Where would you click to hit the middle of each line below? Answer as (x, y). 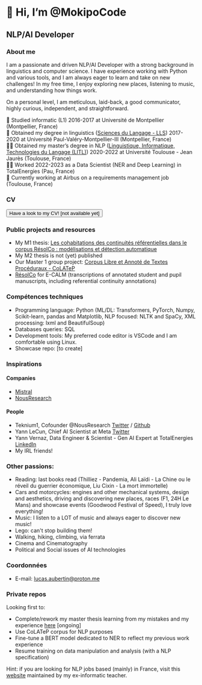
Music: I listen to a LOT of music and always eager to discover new (98, 518)
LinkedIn (26, 444)
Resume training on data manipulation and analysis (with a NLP (93, 651)
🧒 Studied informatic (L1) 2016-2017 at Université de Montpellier (85, 120)
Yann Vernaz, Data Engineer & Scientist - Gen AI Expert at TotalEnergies (104, 438)
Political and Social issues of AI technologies (70, 550)
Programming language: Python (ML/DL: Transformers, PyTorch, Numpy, (105, 310)
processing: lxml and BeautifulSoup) (60, 323)
